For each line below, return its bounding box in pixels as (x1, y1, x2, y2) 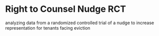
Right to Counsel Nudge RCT (5, 3, 126, 15)
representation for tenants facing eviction (5, 25, 90, 31)
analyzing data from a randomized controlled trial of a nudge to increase (5, 20, 154, 26)
